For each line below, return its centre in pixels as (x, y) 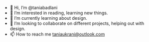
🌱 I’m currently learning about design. (48, 18)
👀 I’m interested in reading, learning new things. (59, 13)
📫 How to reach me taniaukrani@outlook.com (57, 34)
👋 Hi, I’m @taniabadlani (34, 8)
